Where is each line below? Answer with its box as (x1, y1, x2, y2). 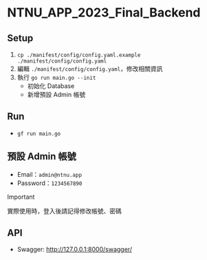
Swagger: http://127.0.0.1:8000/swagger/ (17, 246, 133, 254)
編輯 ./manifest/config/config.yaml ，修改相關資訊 (17, 65, 163, 73)
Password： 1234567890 (17, 179, 83, 187)
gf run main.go (17, 130, 61, 137)
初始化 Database (27, 82, 75, 90)
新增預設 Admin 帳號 (27, 91, 86, 98)
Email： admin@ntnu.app (17, 170, 83, 178)
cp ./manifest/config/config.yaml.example (17, 52, 141, 58)
